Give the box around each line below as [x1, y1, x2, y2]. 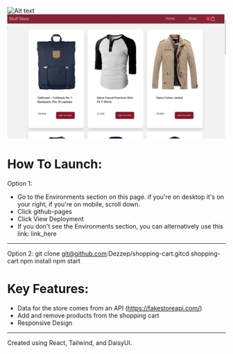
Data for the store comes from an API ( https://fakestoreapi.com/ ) [17, 303, 202, 312]
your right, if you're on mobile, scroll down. [17, 200, 141, 208]
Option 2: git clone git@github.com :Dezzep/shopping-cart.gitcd [7, 249, 189, 258]
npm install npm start [20, 256, 81, 265]
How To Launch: [7, 157, 103, 172]
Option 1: [7, 179, 33, 187]
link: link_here [17, 229, 57, 238]
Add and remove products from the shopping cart [17, 311, 159, 319]
